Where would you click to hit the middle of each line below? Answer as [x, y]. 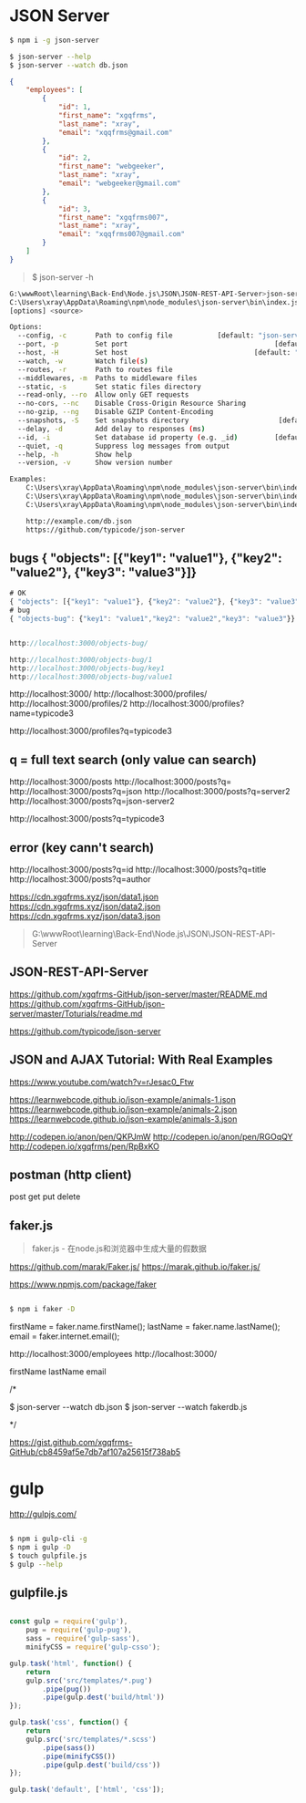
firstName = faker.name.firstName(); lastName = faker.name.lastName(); [145, 1327]
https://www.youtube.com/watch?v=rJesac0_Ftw [102, 1082]
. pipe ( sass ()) [69, 1747]
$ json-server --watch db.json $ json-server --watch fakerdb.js [128, 1407]
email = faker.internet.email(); [65, 1336]
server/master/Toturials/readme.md [76, 1013]
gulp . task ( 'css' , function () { [69, 1723]
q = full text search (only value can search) [133, 759]
